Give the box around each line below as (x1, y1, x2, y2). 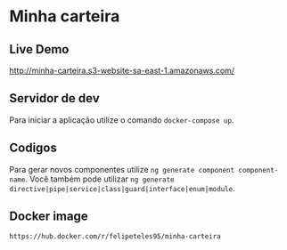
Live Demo (9, 42, 70, 57)
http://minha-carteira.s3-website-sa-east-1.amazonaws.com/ (9, 65, 234, 76)
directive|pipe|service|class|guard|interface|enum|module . (9, 182, 235, 193)
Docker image (9, 209, 88, 224)
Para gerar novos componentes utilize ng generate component (9, 164, 234, 174)
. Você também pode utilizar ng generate (25, 173, 175, 184)
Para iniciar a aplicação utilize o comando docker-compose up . (9, 114, 234, 125)
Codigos (9, 141, 58, 156)
